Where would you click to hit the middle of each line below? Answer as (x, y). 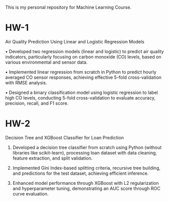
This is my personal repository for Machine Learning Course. (68, 7)
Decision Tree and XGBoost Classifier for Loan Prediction (65, 137)
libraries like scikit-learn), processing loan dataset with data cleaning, (85, 153)
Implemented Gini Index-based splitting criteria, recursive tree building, (86, 168)
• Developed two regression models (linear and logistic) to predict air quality (84, 51)
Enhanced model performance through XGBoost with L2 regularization (86, 183)
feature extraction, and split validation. (52, 158)
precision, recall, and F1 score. (37, 103)
